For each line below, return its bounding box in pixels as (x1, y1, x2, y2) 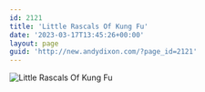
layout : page (9, 38, 59, 48)
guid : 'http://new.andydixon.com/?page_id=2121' (9, 47, 198, 56)
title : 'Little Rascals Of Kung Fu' (9, 22, 149, 31)
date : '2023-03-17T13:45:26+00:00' (9, 30, 145, 39)
